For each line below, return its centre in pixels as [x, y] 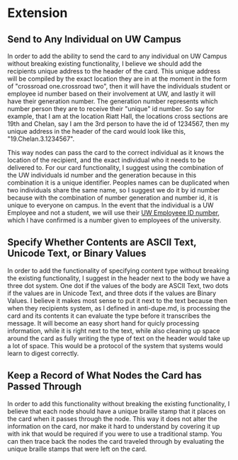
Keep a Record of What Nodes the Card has [104, 375]
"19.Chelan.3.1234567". [41, 139]
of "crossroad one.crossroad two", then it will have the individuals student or [119, 86]
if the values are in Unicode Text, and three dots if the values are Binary [112, 293]
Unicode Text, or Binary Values [77, 254]
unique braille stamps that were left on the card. [77, 449]
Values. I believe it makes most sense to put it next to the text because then [118, 300]
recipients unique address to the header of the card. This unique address [114, 71]
